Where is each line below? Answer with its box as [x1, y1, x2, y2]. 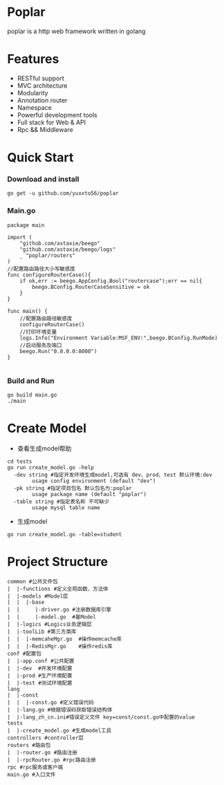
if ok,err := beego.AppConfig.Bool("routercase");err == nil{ [19, 277, 203, 284]
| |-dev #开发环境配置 [7, 665, 73, 672]
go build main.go [7, 391, 57, 398]
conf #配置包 [7, 650, 41, 657]
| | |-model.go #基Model [7, 613, 97, 621]
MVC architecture [17, 81, 68, 90]
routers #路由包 [7, 741, 51, 748]
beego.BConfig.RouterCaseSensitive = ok [32, 283, 150, 290]
